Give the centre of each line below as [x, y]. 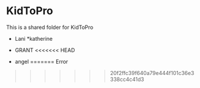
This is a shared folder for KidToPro [50, 27]
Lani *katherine [33, 38]
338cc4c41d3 [127, 79]
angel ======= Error [41, 61]
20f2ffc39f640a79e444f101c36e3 [152, 73]
